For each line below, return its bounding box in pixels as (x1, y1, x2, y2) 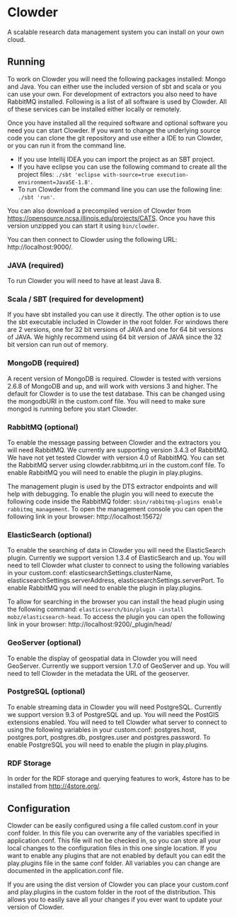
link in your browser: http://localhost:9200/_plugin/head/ (7, 620, 173, 628)
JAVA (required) (7, 260, 64, 270)
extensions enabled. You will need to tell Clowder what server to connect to (7, 718, 228, 726)
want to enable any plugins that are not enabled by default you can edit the (7, 851, 226, 860)
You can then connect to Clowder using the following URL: (7, 235, 178, 243)
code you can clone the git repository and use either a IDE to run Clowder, (7, 133, 224, 142)
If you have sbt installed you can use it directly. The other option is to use (7, 310, 221, 319)
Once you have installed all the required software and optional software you (7, 118, 228, 127)
